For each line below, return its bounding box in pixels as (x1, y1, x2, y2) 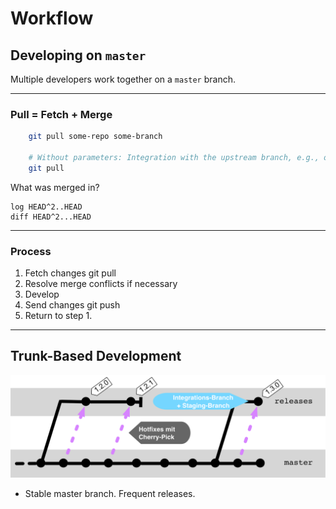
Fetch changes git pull (24, 267, 117, 279)
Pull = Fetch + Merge (10, 107, 113, 121)
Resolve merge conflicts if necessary (24, 278, 178, 290)
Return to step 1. (24, 310, 93, 322)
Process (10, 244, 52, 258)
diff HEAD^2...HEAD (10, 212, 92, 222)
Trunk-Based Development (10, 348, 182, 365)
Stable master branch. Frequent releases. (24, 488, 196, 500)
